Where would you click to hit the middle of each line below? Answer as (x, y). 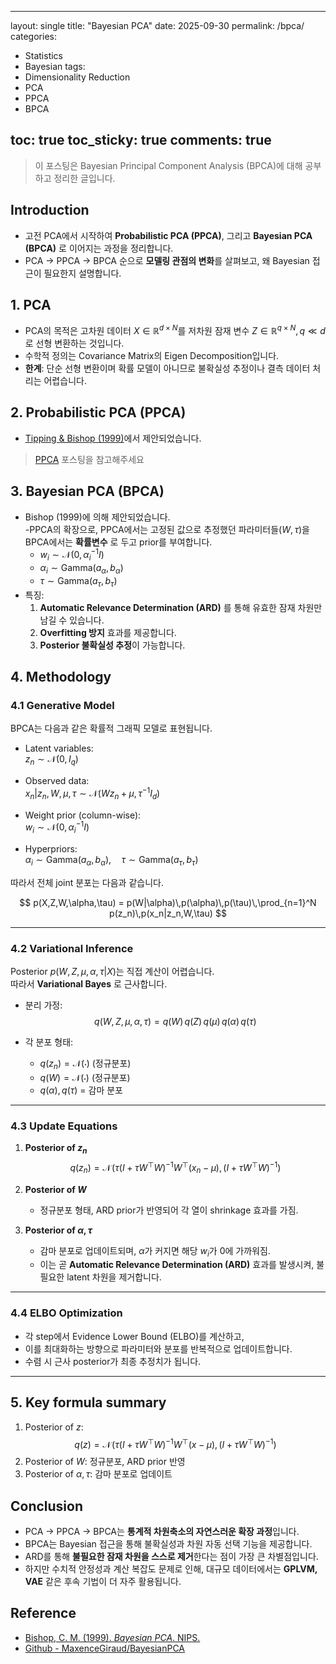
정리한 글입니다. (84, 178)
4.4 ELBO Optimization (66, 1313)
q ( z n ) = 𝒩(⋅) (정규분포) (85, 1064)
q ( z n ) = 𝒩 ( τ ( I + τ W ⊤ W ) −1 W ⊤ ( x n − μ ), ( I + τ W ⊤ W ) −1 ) (175, 1168)
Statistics (44, 55)
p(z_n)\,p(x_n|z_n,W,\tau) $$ (168, 913)
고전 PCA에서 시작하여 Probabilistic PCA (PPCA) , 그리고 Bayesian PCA (168, 235)
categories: (33, 36)
